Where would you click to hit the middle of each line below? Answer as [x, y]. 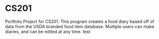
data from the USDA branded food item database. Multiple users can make [80, 26]
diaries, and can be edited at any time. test [48, 31]
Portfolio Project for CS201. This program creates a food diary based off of [80, 21]
